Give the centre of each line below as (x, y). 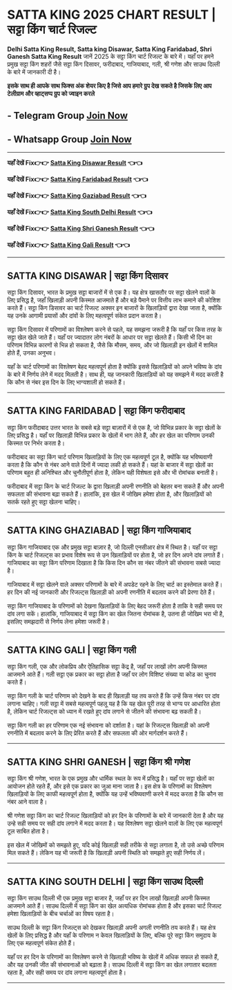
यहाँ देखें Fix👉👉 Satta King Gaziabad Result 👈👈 (77, 196)
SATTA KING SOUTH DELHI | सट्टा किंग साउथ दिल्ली (105, 881)
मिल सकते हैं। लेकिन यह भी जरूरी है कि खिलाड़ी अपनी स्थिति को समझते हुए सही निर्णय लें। (106, 853)
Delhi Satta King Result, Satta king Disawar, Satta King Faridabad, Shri (109, 49)
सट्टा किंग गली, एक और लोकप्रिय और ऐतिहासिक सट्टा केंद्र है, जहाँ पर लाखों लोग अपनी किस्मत (107, 666)
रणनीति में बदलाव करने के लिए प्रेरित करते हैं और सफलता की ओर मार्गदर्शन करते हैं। (98, 734)
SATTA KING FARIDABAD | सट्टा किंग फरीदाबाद (96, 411)
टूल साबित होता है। (28, 831)
